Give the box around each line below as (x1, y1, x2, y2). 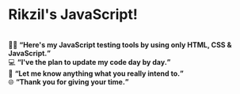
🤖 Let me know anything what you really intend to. (8, 69, 181, 78)
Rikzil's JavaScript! (8, 6, 139, 24)
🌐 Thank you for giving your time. (8, 77, 125, 86)
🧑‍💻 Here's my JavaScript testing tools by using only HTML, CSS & (8, 39, 232, 49)
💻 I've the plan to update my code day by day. (8, 57, 168, 66)
